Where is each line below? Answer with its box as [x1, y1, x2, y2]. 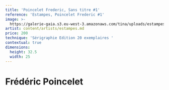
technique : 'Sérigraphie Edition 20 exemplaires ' [5, 36, 114, 41]
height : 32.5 [10, 49, 37, 54]
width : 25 [10, 54, 30, 59]
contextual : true [5, 40, 42, 45]
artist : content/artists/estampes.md [5, 26, 84, 31]
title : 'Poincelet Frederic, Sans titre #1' [5, 7, 100, 13]
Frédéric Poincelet [5, 76, 83, 87]
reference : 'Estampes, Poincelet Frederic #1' [5, 12, 105, 17]
